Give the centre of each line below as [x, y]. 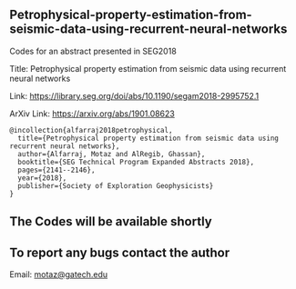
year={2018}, [42, 178]
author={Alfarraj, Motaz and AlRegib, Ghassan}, [112, 154]
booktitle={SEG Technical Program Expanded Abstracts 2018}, [136, 162]
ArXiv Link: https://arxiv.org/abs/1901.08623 [92, 114]
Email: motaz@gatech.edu [59, 274]
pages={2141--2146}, [56, 170]
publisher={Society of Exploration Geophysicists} [116, 185]
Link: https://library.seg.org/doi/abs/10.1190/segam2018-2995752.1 [134, 95]
